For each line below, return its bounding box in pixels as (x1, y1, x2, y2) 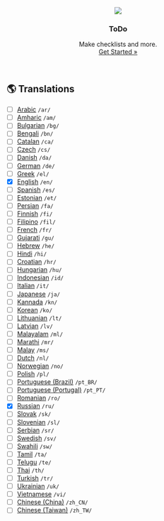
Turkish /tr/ (16, 473, 54, 482)
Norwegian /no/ (16, 362, 64, 371)
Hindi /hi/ (16, 249, 47, 258)
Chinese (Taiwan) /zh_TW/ (16, 506, 93, 515)
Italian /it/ (16, 281, 49, 290)
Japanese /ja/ (16, 290, 61, 298)
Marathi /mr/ (16, 337, 54, 346)
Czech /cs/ (16, 146, 51, 154)
